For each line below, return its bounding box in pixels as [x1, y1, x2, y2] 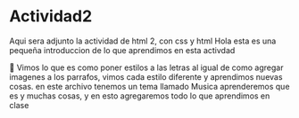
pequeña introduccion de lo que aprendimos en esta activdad [9, 44, 236, 55]
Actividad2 [9, 6, 93, 27]
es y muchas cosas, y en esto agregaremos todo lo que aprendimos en [9, 90, 270, 101]
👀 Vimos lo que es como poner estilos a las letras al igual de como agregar [9, 62, 284, 73]
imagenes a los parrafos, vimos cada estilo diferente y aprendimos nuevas [9, 71, 283, 82]
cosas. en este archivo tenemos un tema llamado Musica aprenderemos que [9, 81, 290, 91]
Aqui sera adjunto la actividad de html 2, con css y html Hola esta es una [9, 35, 277, 46]
